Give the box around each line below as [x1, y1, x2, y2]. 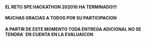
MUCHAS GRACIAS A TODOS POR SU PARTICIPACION [5, 15, 117, 21]
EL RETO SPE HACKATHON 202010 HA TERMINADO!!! [5, 4, 117, 10]
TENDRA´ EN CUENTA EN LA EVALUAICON [5, 31, 94, 37]
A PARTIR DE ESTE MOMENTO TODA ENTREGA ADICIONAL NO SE [5, 26, 142, 32]
